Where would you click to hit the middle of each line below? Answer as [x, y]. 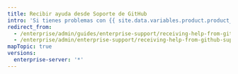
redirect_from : [30, 27]
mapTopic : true [30, 47]
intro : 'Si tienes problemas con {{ [61, 20]
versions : [22, 54]
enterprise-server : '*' [49, 60]
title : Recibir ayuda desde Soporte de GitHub [77, 14]
